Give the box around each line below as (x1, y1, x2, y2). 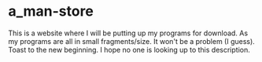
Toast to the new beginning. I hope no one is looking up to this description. (8, 45, 250, 54)
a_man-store (8, 2, 94, 20)
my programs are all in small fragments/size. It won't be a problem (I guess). (8, 36, 256, 46)
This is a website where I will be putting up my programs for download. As (8, 28, 249, 38)
